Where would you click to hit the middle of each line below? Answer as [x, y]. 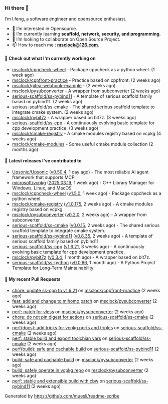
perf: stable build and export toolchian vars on [60, 338]
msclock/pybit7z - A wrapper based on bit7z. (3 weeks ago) [74, 117]
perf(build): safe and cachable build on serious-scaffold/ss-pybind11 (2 [85, 349]
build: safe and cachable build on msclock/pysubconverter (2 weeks [82, 359]
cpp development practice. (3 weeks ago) [55, 128]
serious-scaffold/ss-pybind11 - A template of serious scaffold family [82, 96]
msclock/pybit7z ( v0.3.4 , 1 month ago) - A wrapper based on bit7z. [81, 257]
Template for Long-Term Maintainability [53, 268]
